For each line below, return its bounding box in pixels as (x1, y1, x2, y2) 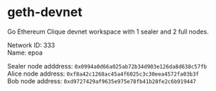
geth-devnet (7, 4, 83, 20)
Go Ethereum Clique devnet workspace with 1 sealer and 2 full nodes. (7, 27, 209, 36)
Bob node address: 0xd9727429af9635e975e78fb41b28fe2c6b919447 (7, 76, 197, 85)
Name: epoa (7, 48, 43, 57)
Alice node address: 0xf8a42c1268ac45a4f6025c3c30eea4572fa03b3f (7, 69, 199, 78)
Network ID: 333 (7, 41, 55, 49)
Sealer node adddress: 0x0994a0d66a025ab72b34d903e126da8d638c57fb (7, 62, 208, 70)
